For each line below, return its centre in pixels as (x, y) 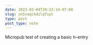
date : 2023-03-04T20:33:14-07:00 (39, 10)
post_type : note (22, 23)
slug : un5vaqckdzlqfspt (29, 14)
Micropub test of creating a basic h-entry (46, 37)
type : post (16, 19)
